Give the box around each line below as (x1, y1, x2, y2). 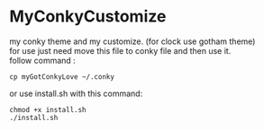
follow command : (9, 55, 77, 65)
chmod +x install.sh (9, 105, 87, 114)
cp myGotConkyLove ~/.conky (9, 72, 115, 82)
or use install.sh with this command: (9, 88, 143, 99)
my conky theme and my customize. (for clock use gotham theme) (9, 36, 256, 47)
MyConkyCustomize (9, 6, 167, 27)
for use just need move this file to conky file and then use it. (9, 45, 232, 56)
